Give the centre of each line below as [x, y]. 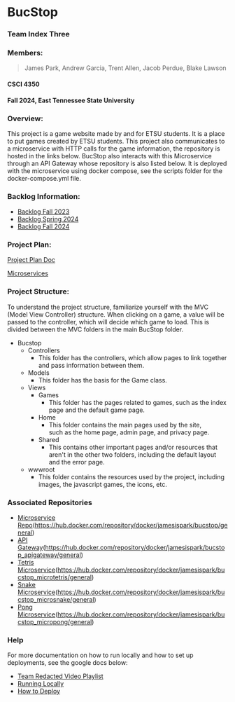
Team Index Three [38, 34]
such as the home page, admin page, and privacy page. [129, 432]
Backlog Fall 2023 [43, 212]
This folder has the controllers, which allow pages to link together [133, 357]
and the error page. [77, 462]
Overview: [25, 118]
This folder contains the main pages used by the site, [125, 425]
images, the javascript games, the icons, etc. [103, 484]
